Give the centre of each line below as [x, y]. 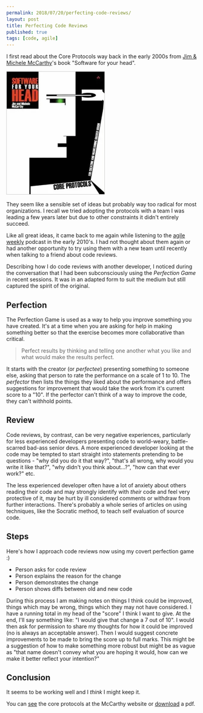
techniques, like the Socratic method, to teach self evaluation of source [95, 511]
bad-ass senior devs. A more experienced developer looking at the [110, 448]
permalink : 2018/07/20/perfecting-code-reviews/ [69, 13]
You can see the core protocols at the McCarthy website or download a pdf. [101, 704]
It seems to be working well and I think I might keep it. [73, 692]
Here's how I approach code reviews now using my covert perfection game [100, 551]
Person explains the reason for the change [68, 576]
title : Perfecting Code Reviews [47, 25]
